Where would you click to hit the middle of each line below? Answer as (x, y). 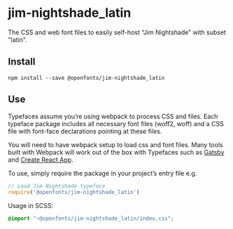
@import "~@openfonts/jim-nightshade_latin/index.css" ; (91, 218)
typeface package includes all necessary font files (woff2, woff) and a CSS (116, 123)
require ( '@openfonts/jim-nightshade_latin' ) (74, 193)
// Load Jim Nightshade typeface (57, 186)
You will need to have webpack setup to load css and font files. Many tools (115, 144)
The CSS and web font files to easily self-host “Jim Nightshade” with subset (117, 32)
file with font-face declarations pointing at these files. (85, 131)
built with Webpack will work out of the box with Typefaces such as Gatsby (116, 152)
